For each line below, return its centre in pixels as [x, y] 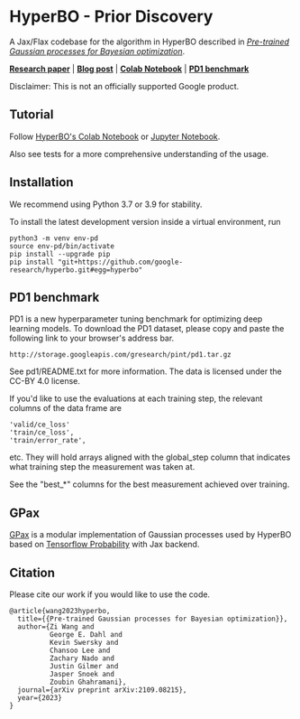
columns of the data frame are [66, 408]
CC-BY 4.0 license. [45, 381]
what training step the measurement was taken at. [102, 467]
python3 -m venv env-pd [54, 238]
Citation [32, 572]
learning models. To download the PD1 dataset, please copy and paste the [147, 329]
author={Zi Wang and [56, 627]
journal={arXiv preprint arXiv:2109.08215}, [102, 690]
